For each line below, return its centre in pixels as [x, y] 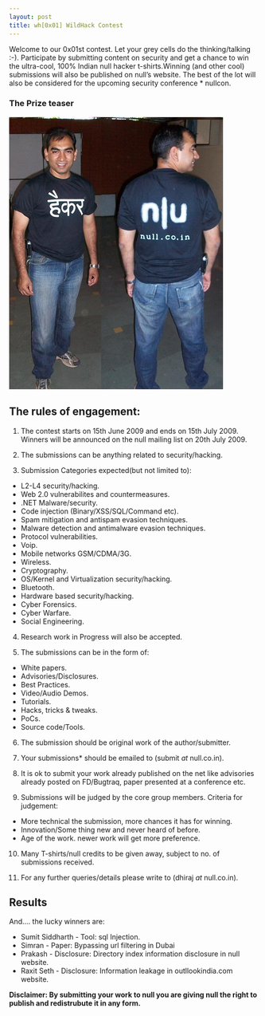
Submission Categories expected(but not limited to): [106, 470]
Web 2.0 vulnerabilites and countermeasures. [95, 494]
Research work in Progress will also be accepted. [101, 636]
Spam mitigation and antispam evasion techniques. [104, 519]
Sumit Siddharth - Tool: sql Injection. [80, 937]
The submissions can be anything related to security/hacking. [122, 455]
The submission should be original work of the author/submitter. [126, 742]
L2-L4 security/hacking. [60, 486]
